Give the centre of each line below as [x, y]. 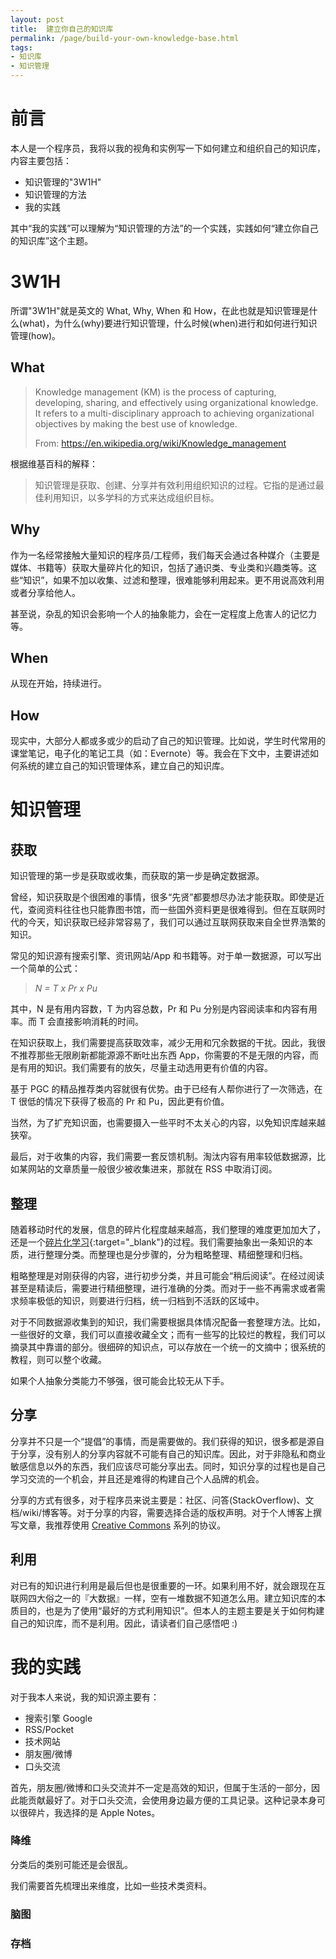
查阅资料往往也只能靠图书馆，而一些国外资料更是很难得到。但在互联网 [172, 910]
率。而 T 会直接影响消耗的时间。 [77, 1022]
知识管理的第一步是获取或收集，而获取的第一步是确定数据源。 [137, 876]
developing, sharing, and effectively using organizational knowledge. [176, 402]
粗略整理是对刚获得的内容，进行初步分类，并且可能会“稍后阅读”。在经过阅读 [167, 1275]
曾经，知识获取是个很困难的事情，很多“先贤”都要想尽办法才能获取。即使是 [163, 897]
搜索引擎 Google [58, 1718]
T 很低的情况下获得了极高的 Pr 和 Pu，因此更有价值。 [120, 1102]
